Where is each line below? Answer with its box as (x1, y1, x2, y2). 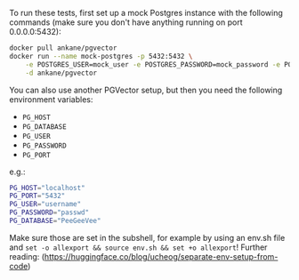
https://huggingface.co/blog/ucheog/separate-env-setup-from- (44, 251, 279, 261)
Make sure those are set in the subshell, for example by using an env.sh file (9, 232, 286, 243)
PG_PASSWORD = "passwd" (9, 208, 90, 217)
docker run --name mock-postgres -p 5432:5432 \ (9, 52, 193, 60)
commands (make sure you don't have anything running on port (9, 17, 243, 28)
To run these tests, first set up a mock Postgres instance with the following (9, 8, 283, 18)
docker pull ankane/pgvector (9, 44, 117, 52)
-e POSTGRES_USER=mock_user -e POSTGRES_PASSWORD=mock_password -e (25, 60, 280, 69)
